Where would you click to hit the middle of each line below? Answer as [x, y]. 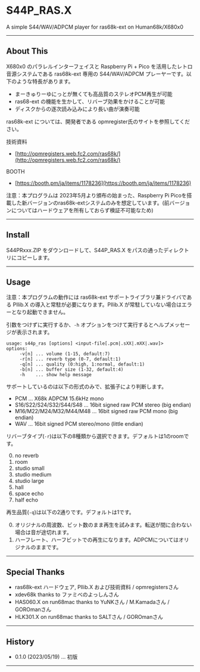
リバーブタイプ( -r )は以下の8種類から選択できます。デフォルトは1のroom [95, 436]
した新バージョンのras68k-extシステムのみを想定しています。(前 [90, 203]
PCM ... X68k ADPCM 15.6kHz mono [59, 399]
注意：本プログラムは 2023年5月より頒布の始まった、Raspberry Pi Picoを [96, 195]
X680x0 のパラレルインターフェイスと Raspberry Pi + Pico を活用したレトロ [99, 66]
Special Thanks [35, 572]
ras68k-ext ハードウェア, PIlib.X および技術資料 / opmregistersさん [96, 587]
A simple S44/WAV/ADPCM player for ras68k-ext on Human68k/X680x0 [95, 27]
